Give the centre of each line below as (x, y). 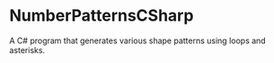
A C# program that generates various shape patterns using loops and (138, 40)
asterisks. (27, 49)
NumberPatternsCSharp (102, 16)
